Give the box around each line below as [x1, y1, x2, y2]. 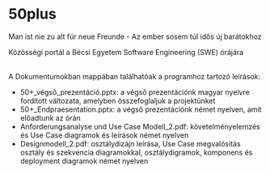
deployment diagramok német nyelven [19, 155, 149, 166]
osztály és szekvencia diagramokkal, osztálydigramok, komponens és [19, 147, 253, 157]
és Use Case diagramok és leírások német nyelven [19, 130, 189, 140]
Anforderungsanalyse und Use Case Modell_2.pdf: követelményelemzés [19, 121, 261, 131]
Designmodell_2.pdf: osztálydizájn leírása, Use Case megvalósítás [19, 138, 241, 148]
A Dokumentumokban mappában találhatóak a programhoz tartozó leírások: [8, 71, 261, 81]
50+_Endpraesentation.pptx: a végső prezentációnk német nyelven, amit [19, 104, 262, 114]
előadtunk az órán [19, 112, 81, 122]
